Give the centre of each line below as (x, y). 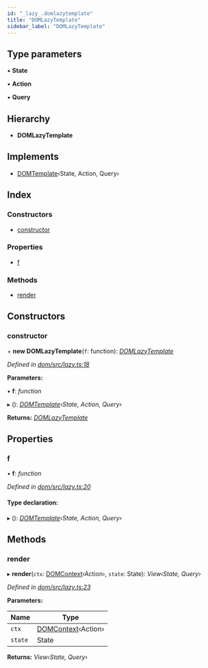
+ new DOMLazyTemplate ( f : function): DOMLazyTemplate (90, 351)
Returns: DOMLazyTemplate (48, 417)
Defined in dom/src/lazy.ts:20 (49, 487)
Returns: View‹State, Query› (47, 657)
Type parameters (44, 54)
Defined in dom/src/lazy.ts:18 (49, 364)
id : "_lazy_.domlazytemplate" (50, 13)
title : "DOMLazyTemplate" (44, 20)
